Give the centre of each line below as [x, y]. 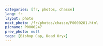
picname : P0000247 [23, 27]
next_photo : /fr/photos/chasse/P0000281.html [51, 23]
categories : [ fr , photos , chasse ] [40, 9]
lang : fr [14, 14]
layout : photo [19, 18]
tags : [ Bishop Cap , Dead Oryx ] [37, 36]
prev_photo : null [22, 32]
